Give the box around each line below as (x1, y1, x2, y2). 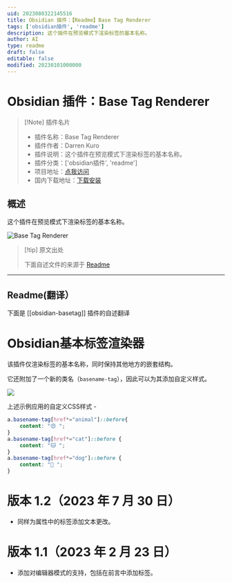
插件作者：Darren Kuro (34, 141, 100, 150)
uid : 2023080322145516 (7, 10, 72, 17)
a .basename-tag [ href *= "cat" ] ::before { (7, 436, 122, 442)
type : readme (7, 42, 45, 49)
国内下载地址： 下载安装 (34, 176, 101, 184)
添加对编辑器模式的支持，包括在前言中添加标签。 (17, 568, 157, 577)
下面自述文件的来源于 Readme (23, 260, 110, 269)
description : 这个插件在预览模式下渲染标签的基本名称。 (7, 29, 151, 37)
